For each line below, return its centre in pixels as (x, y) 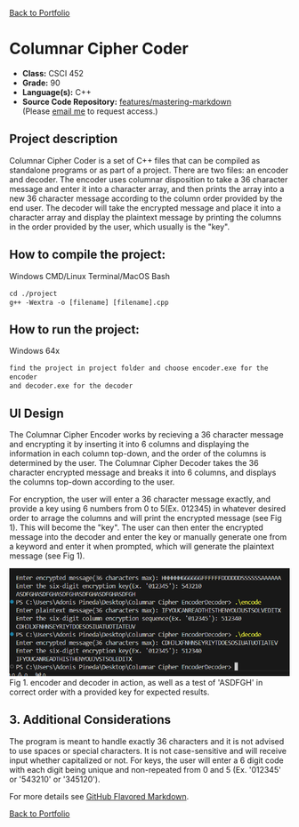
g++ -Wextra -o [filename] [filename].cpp (89, 302)
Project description (64, 139)
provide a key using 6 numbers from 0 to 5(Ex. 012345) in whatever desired (148, 509)
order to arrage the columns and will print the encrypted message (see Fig (145, 518)
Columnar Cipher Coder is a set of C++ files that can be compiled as (135, 160)
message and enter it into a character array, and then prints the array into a (147, 189)
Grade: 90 (41, 83)
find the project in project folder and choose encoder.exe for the (139, 368)
